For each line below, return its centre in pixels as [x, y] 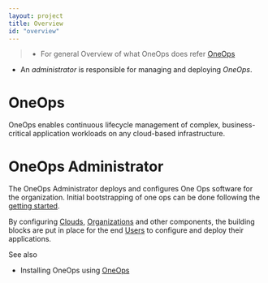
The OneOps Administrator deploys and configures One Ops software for [131, 189]
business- [239, 125]
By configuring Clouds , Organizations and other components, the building [132, 222]
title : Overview [36, 24]
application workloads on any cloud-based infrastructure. [129, 134]
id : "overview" [34, 31]
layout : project [36, 16]
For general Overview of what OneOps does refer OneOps [138, 54]
